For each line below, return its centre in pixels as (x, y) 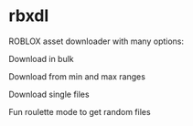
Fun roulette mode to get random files (80, 111)
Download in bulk (41, 58)
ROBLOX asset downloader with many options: (96, 41)
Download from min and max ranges (77, 76)
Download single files (49, 94)
